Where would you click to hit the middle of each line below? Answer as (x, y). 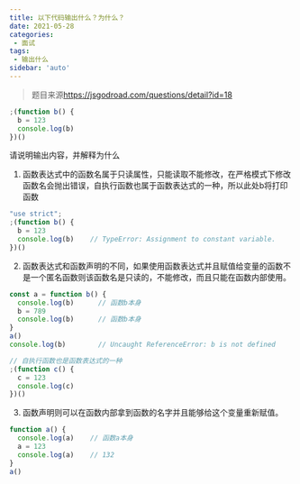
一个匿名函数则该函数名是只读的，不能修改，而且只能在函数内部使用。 (160, 277)
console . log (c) (46, 386)
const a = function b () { (58, 294)
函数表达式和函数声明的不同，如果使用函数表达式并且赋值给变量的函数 (153, 266)
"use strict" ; (36, 214)
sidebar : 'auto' (40, 68)
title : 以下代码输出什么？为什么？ (67, 18)
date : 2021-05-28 (42, 26)
